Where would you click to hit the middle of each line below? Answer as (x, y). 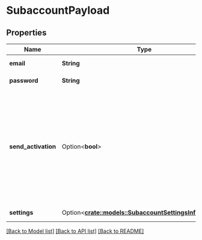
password (24, 80)
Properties (26, 33)
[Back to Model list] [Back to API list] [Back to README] (75, 231)
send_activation (33, 146)
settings (21, 212)
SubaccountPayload (58, 10)
